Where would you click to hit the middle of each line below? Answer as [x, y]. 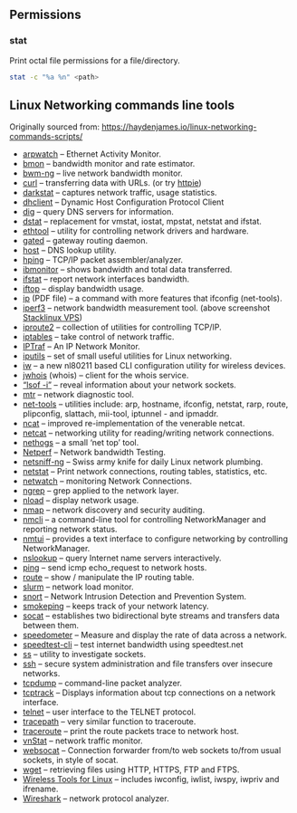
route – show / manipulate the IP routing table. [108, 578]
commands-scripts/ [46, 137]
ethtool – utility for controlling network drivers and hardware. [135, 231]
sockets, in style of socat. [71, 760]
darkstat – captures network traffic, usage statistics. [120, 193]
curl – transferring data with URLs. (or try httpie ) [112, 183]
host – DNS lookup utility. [69, 250]
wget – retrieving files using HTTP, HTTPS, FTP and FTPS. [131, 770]
